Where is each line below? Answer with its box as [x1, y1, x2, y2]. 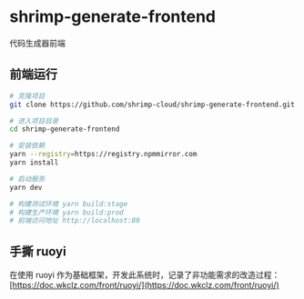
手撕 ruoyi [9, 244, 66, 259]
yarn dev [9, 183, 43, 192]
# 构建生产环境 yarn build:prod [9, 207, 125, 217]
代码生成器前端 [9, 37, 66, 48]
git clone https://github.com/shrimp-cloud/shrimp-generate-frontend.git [9, 100, 296, 109]
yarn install [9, 158, 59, 167]
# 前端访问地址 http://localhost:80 [9, 216, 140, 225]
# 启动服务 [9, 174, 46, 184]
